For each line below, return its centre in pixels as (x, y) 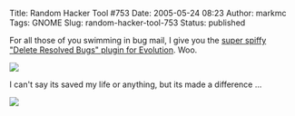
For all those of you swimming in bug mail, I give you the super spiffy (138, 40)
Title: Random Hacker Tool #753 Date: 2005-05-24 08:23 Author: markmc (148, 13)
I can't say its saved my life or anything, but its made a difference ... (136, 84)
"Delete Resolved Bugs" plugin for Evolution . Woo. (103, 50)
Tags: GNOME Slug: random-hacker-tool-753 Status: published (128, 23)
